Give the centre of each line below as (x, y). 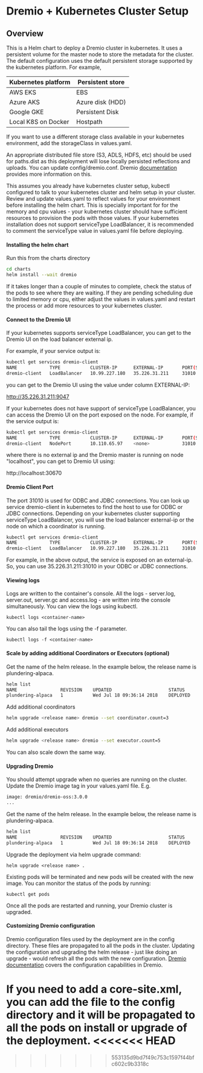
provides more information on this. (49, 174)
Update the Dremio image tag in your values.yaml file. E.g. (79, 786)
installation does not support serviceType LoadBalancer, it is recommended (100, 224)
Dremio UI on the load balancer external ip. (60, 339)
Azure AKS (25, 102)
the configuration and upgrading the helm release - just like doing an (92, 952)
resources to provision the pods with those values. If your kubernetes (93, 218)
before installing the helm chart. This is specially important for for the (92, 205)
